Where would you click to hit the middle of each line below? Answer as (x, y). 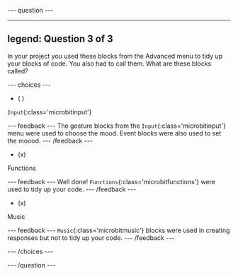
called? (18, 71)
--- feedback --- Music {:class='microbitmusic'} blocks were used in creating (119, 230)
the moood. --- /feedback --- (50, 140)
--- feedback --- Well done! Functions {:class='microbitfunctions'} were (112, 181)
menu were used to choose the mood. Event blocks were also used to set (114, 133)
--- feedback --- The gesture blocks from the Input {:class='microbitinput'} (117, 126)
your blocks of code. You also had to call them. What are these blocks (109, 64)
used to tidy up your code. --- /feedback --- (72, 189)
